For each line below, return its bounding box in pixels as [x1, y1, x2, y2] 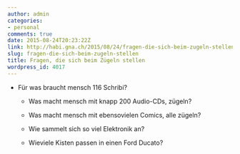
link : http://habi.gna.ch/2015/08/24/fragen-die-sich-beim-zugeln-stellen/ [7, 43, 238, 51]
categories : [7, 17, 43, 24]
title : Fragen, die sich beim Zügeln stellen [7, 57, 145, 64]
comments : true [7, 30, 53, 38]
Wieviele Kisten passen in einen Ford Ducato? [28, 138, 164, 147]
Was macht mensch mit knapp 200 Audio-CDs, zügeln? [28, 97, 192, 106]
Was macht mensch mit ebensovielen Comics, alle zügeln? [28, 111, 201, 119]
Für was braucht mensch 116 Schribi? [17, 83, 127, 91]
